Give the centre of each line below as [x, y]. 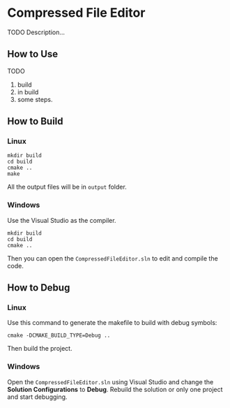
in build [28, 92]
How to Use [33, 54]
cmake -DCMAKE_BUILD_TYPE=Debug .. [59, 336]
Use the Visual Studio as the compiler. [62, 220]
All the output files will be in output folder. [67, 187]
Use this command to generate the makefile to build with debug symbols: [112, 323]
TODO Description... [36, 32]
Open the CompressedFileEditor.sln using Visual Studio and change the [110, 381]
